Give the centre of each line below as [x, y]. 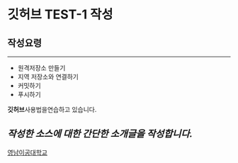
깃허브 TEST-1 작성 [60, 15]
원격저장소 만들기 [41, 68]
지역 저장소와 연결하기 [48, 77]
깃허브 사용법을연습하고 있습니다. [52, 109]
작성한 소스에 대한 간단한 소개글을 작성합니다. [100, 134]
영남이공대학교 [28, 152]
